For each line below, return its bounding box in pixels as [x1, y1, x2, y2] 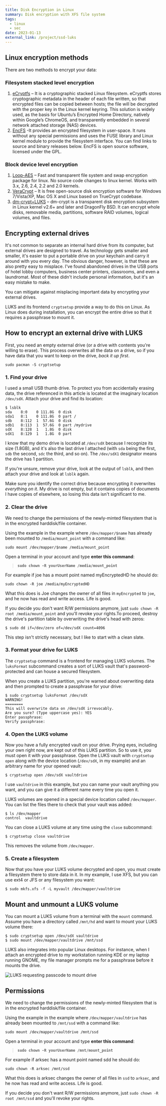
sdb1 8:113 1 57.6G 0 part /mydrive [5, 423, 92, 428]
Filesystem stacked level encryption [5, 79, 94, 86]
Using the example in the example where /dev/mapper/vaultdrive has [5, 1015, 147, 1021]
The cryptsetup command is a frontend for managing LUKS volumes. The [5, 658, 155, 664]
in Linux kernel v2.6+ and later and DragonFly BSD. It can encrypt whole [12, 204, 160, 210]
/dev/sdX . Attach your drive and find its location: [5, 396, 104, 402]
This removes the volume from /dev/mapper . [5, 843, 95, 849]
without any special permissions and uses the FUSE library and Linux [12, 132, 154, 138]
